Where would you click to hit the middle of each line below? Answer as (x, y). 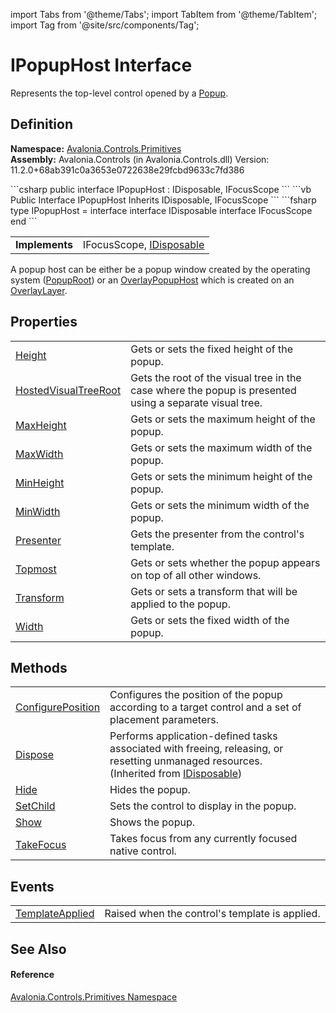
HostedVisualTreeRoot (68, 390)
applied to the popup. (180, 604)
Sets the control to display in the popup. (203, 806)
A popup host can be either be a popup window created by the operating (160, 269)
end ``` (24, 221)
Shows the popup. (152, 822)
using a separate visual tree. (196, 402)
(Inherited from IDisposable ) (176, 774)
